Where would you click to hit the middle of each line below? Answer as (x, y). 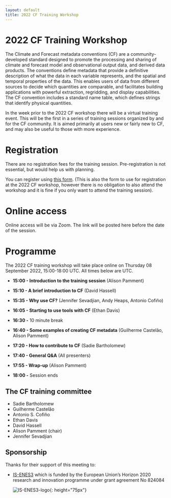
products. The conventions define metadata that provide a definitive (77, 71)
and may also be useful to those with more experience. (63, 129)
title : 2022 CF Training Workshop (42, 15)
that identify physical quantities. (39, 103)
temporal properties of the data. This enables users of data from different (82, 81)
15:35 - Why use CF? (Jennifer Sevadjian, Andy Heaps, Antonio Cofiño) (88, 301)
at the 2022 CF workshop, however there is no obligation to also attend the (84, 185)
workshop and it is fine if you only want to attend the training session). (79, 190)
